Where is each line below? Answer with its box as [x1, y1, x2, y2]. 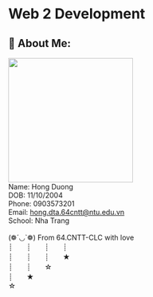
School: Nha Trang [8, 216, 70, 225]
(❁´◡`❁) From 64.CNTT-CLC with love [8, 233, 135, 242]
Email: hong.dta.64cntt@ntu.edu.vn [8, 208, 125, 217]
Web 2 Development [8, 5, 146, 23]
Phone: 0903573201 [8, 199, 75, 208]
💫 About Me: [8, 37, 72, 50]
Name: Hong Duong [8, 182, 74, 191]
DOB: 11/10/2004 [8, 190, 64, 200]
